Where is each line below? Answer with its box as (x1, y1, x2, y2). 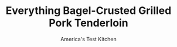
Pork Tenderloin (48, 16, 129, 30)
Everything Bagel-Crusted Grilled (5, 4, 172, 17)
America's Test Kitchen (60, 35, 117, 42)
